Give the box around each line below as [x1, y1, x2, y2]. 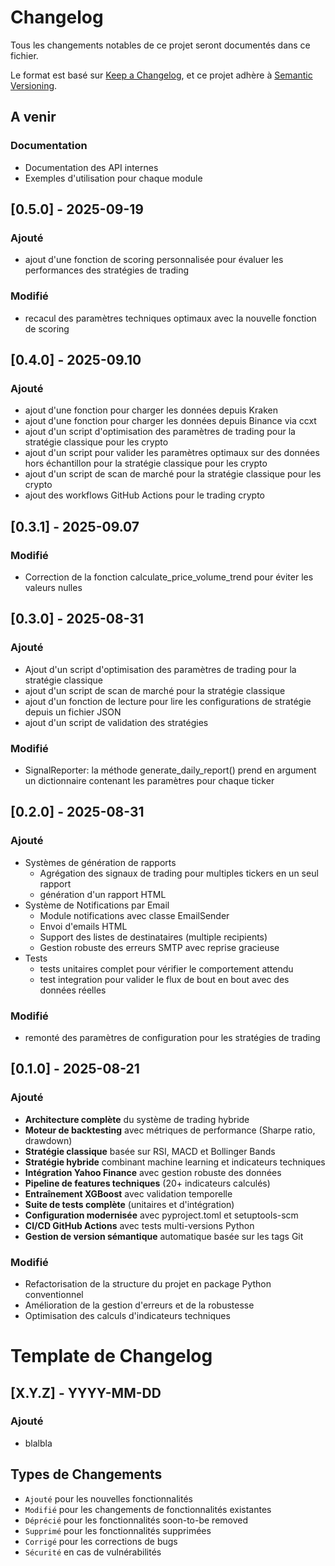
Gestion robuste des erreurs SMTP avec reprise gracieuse [39, 941, 280, 953]
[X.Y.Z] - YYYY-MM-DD [10, 1384, 162, 1401]
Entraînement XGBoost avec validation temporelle [24, 1187, 233, 1200]
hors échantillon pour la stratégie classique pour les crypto [24, 457, 268, 470]
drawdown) [24, 1134, 73, 1146]
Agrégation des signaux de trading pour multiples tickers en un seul [39, 867, 319, 879]
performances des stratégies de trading [24, 264, 189, 276]
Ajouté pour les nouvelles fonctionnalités [24, 1492, 193, 1505]
